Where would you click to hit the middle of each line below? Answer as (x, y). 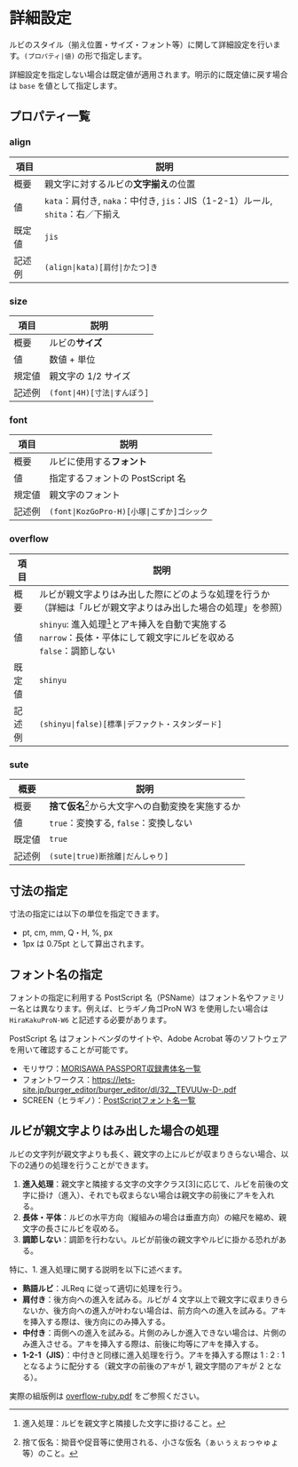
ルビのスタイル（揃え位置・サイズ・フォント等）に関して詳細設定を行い (141, 44)
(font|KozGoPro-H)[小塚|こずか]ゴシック (129, 512)
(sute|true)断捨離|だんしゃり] (109, 856)
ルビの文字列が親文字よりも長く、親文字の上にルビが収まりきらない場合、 (145, 1154)
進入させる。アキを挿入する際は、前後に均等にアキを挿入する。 (146, 1344)
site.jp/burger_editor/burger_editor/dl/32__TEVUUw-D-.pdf (129, 1090)
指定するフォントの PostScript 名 (118, 479)
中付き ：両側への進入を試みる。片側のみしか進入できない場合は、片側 (150, 1332)
